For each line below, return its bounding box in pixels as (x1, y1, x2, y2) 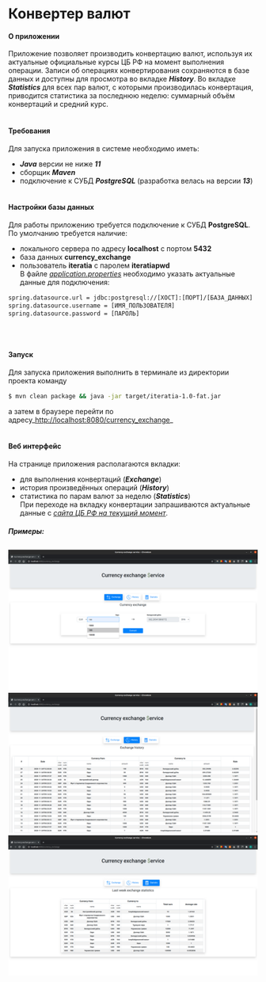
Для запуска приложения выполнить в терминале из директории (8, 367, 230, 377)
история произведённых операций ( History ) (19, 483, 170, 493)
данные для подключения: (19, 277, 110, 287)
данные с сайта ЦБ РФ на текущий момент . (19, 508, 169, 518)
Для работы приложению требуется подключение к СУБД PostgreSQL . (8, 219, 251, 230)
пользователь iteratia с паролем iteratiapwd (19, 261, 170, 270)
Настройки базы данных (8, 203, 95, 212)
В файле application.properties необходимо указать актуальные (19, 268, 236, 278)
